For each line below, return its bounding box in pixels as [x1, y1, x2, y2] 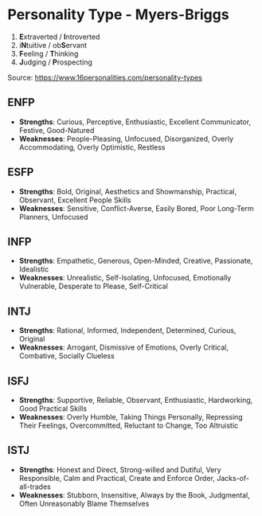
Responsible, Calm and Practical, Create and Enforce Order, [18, 473, 216, 483]
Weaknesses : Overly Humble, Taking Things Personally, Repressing [18, 412, 244, 421]
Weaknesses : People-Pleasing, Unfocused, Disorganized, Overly [18, 134, 234, 143]
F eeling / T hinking [18, 49, 79, 58]
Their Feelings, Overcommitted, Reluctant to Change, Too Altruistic [18, 420, 239, 430]
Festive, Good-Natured [18, 125, 95, 135]
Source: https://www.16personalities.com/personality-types [7, 72, 203, 82]
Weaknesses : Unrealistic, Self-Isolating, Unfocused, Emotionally [18, 273, 232, 283]
